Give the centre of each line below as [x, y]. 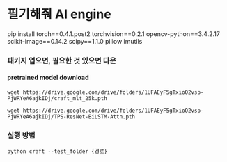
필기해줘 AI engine [59, 14]
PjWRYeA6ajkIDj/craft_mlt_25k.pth [57, 99]
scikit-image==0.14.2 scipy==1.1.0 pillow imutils [75, 41]
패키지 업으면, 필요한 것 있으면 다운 [62, 60]
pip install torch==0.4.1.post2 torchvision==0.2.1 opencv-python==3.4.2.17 [114, 34]
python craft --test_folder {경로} [57, 152]
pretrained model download [48, 78]
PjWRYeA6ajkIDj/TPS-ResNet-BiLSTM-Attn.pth [71, 117]
